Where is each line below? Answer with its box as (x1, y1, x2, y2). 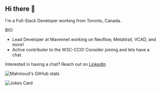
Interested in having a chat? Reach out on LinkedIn (5, 61, 106, 67)
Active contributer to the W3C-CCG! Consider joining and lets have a (12, 46, 150, 52)
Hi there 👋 (5, 5, 35, 13)
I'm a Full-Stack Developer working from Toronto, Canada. (5, 17, 122, 23)
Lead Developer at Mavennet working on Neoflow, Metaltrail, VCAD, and (12, 36, 156, 42)
